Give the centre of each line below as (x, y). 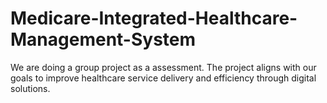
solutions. (30, 88)
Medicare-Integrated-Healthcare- (154, 18)
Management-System (103, 39)
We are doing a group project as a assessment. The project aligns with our (163, 67)
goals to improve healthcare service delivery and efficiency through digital (163, 78)
